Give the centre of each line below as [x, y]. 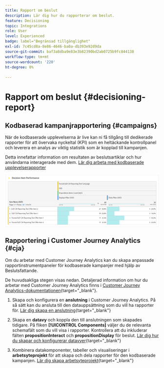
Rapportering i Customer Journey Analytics [73, 241]
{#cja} [15, 248]
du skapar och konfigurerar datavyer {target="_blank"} [67, 341]
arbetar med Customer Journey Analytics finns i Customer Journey [73, 285]
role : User [16, 31]
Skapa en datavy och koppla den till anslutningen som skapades [77, 320]
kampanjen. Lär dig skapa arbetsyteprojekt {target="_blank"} [73, 360]
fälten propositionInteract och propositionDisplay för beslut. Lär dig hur [85, 335]
